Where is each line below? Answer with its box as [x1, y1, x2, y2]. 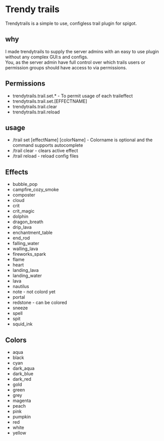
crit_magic [12, 208, 35, 214]
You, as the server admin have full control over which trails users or [5, 59, 145, 65]
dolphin [12, 214, 29, 220]
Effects [5, 168, 29, 176]
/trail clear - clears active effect [12, 148, 78, 154]
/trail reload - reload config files [12, 153, 79, 159]
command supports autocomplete [12, 142, 83, 148]
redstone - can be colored [12, 300, 67, 306]
